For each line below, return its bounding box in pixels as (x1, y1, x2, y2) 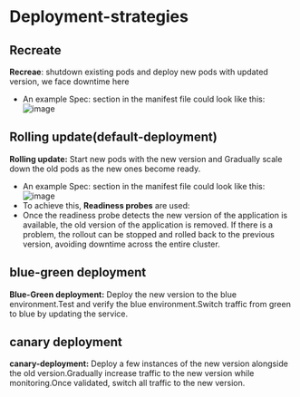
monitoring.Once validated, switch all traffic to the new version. (9, 378, 246, 389)
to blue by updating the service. (9, 308, 129, 319)
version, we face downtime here (9, 76, 130, 87)
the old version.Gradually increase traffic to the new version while (9, 368, 255, 379)
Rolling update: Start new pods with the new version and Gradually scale (9, 153, 283, 164)
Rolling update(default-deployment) (9, 130, 218, 145)
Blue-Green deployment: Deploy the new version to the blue (9, 288, 237, 300)
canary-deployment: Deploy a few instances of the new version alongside (9, 358, 288, 369)
